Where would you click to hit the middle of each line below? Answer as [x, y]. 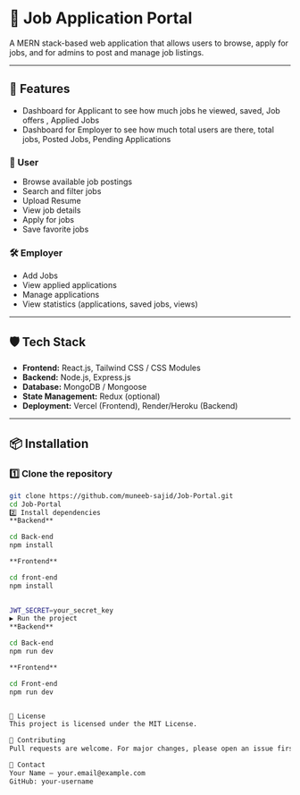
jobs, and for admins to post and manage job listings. [107, 52]
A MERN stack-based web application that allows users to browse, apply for [149, 43]
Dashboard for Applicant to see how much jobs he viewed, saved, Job [151, 110]
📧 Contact [28, 765]
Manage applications [61, 295]
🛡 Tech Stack [48, 342]
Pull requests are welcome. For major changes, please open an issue [142, 749]
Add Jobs [40, 275]
